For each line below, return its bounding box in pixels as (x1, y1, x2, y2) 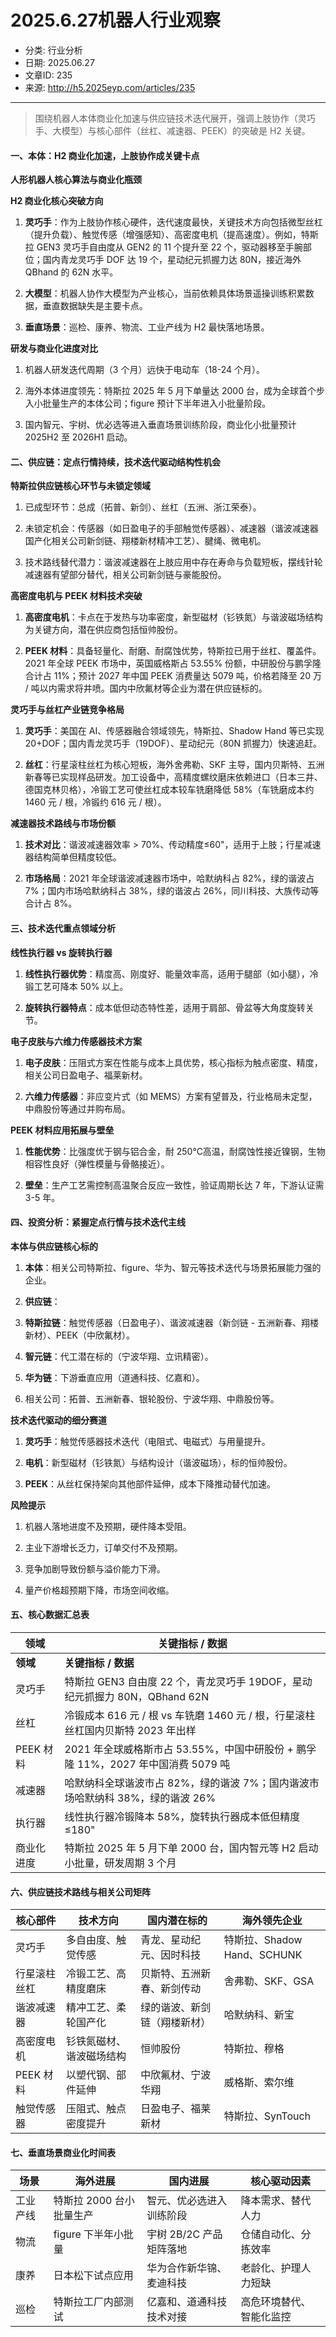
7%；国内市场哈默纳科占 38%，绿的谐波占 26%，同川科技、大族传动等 (24, 885, 320, 897)
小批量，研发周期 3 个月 (64, 1856, 177, 1870)
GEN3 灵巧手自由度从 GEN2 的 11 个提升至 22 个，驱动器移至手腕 (36, 241, 303, 253)
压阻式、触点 (66, 2102, 127, 2116)
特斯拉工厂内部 (53, 2295, 124, 2309)
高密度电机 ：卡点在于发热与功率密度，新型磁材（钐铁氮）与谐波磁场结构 (24, 611, 323, 623)
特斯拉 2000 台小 (53, 2194, 135, 2208)
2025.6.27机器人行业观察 (10, 9, 222, 32)
